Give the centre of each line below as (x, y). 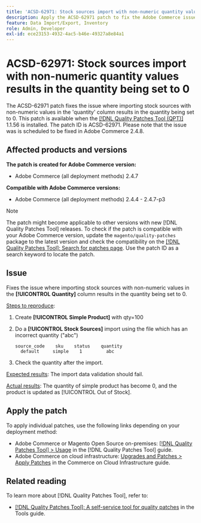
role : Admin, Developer (36, 28)
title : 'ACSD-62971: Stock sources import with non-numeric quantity (95, 12)
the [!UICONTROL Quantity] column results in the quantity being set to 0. (97, 294)
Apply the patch (37, 411)
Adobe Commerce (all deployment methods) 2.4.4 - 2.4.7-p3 (90, 199)
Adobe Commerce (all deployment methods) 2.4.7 (77, 176)
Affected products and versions (67, 150)
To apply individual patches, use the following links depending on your (93, 425)
